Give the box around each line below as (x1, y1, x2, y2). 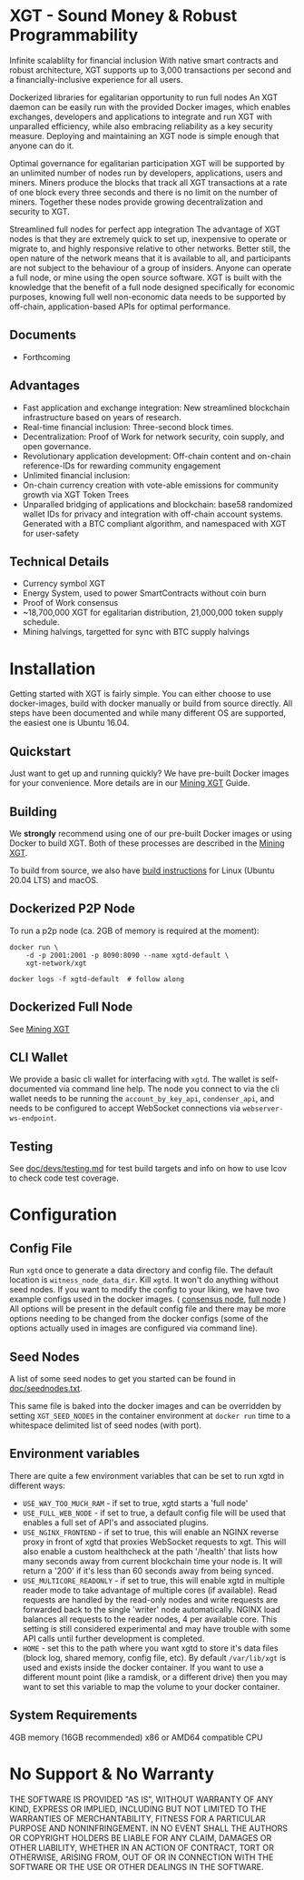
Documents (9, 327, 77, 343)
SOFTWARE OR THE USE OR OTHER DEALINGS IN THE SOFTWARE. (9, 1861, 264, 1872)
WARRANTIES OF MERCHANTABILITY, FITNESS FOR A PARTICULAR (9, 1813, 266, 1824)
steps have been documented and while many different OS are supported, (9, 708, 286, 719)
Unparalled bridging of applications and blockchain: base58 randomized (22, 498, 293, 509)
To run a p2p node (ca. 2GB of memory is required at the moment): (9, 925, 260, 936)
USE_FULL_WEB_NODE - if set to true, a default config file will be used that (22, 1507, 286, 1518)
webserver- (242, 1104, 284, 1114)
